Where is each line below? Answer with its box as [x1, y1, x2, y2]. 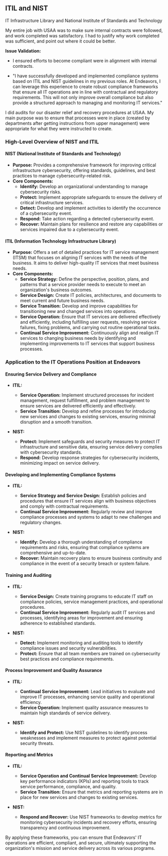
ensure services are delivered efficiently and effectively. [20, 403, 137, 409]
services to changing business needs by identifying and [20, 335, 136, 341]
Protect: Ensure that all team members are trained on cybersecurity [20, 650, 160, 656]
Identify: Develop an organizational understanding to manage [20, 183, 148, 189]
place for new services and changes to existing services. [20, 794, 138, 800]
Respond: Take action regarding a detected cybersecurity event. [20, 215, 154, 221]
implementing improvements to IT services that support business [20, 341, 155, 347]
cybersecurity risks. [20, 189, 61, 195]
